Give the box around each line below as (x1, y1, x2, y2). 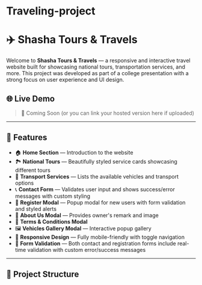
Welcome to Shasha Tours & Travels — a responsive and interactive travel (6, 57, 191, 64)
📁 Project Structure (6, 269, 79, 280)
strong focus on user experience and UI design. (6, 76, 124, 84)
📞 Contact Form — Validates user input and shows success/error (14, 185, 176, 193)
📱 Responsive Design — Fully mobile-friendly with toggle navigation (14, 233, 185, 241)
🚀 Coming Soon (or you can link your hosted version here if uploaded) (20, 109, 194, 117)
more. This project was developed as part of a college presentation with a (6, 70, 189, 77)
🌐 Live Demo (6, 93, 55, 103)
